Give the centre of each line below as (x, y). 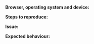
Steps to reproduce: (27, 17)
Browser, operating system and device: (47, 7)
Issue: (12, 26)
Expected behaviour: (28, 36)
